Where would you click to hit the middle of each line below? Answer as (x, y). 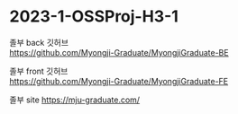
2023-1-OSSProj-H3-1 (94, 17)
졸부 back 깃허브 (39, 42)
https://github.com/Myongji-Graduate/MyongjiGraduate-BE (119, 52)
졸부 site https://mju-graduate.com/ (75, 100)
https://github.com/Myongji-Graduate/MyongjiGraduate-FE (119, 81)
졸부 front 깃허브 (39, 71)
